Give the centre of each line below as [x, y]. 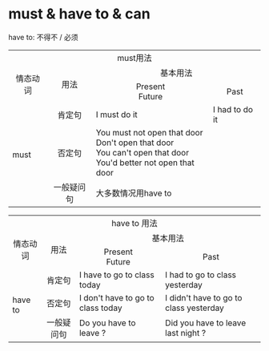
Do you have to [107, 323]
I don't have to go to [116, 297]
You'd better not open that [145, 163]
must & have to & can [79, 14]
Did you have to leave [206, 323]
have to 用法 [134, 223]
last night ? [186, 333]
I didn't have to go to [204, 297]
